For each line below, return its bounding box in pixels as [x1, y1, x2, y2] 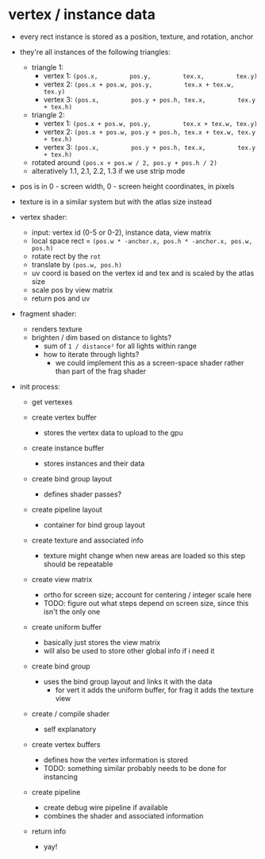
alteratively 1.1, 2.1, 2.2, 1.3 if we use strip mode [31, 166, 186, 175]
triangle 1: [31, 62, 63, 72]
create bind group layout [31, 474, 113, 483]
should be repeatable [43, 559, 113, 569]
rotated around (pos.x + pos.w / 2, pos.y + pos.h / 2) [31, 157, 218, 167]
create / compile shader [31, 708, 109, 719]
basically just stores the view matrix [43, 637, 161, 647]
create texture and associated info [31, 535, 144, 545]
